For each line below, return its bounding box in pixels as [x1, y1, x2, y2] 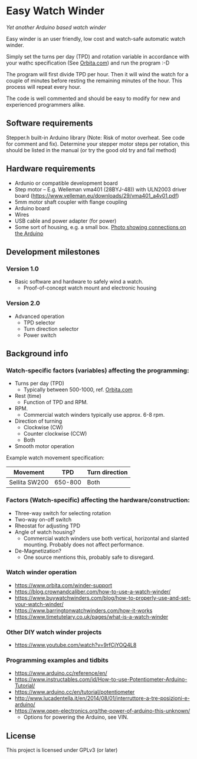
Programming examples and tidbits [6, 656, 109, 664]
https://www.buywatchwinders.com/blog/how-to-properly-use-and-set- [14, 594, 191, 602]
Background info [6, 348, 69, 359]
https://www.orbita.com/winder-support [14, 581, 113, 588]
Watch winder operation [6, 568, 77, 577]
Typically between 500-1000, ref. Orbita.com [23, 386, 133, 393]
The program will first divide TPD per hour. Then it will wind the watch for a [6, 70, 189, 78]
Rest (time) [14, 393, 42, 400]
